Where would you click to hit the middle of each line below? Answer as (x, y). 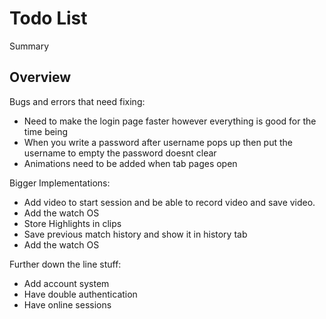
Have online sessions (67, 304)
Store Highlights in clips (72, 223)
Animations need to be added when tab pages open (130, 163)
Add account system (66, 283)
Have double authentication (80, 294)
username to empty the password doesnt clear (120, 153)
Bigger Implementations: (60, 183)
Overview (40, 77)
